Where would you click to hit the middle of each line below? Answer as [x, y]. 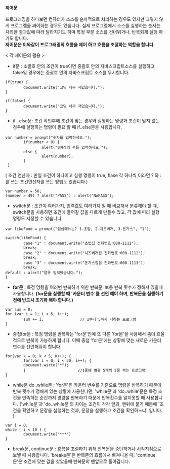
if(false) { [18, 101]
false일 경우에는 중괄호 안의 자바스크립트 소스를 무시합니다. [71, 73]
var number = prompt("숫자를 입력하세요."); [49, 138]
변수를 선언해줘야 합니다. [37, 347]
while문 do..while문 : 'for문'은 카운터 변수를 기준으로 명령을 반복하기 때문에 [87, 385]
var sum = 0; [19, 310]
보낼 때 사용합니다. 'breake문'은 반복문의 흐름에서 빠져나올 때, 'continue [84, 455]
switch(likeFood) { [26, 238]
